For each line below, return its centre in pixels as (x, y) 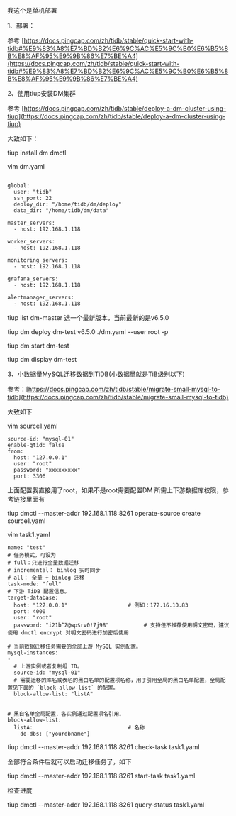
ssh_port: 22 (33, 198)
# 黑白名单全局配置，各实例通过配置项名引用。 (66, 714)
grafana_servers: (33, 279)
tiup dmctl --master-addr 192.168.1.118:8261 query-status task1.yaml (106, 805)
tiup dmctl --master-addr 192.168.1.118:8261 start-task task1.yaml (101, 776)
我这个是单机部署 (32, 10)
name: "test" (27, 548)
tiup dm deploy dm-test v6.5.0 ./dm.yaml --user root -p (88, 332)
